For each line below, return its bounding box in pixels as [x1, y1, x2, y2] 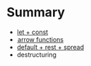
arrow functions [18, 35, 64, 43]
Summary [6, 4, 65, 21]
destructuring [16, 50, 57, 59]
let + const [16, 28, 49, 36]
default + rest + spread [16, 43, 84, 51]
